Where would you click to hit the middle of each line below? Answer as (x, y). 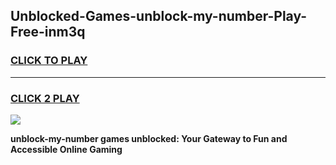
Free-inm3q (48, 32)
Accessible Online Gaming (66, 149)
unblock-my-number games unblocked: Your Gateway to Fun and (149, 138)
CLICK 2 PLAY (45, 98)
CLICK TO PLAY (49, 61)
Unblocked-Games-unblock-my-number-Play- (159, 16)
